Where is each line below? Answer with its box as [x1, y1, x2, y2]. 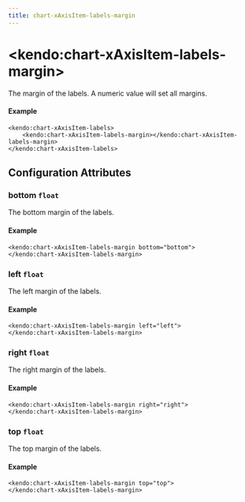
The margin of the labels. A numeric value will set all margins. [8, 88, 207, 98]
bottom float [8, 190, 59, 201]
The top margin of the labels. [8, 444, 102, 453]
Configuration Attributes [8, 167, 132, 180]
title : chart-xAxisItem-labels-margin [8, 11, 135, 20]
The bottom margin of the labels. [8, 208, 114, 217]
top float [8, 425, 44, 436]
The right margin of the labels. [8, 365, 106, 375]
